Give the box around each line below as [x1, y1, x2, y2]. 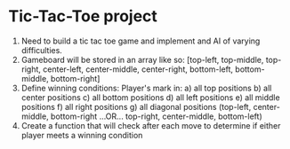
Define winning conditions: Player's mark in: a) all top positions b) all [20, 82, 272, 93]
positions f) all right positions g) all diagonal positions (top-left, [20, 101, 252, 112]
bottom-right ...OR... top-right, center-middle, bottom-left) [51, 111, 263, 122]
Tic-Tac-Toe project [8, 6, 157, 27]
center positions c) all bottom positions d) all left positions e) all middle [20, 91, 281, 103]
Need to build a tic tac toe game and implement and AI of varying [20, 35, 261, 46]
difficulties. [20, 44, 63, 55]
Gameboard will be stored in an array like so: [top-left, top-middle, [20, 54, 264, 65]
